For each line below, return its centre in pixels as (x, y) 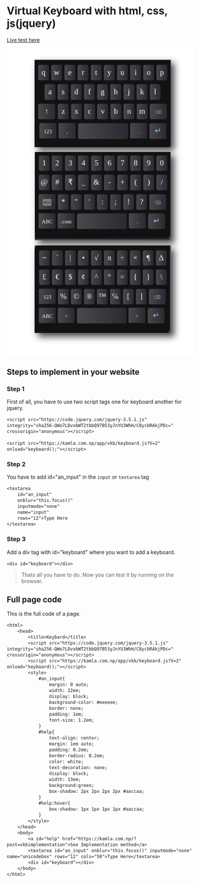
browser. (32, 581)
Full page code (34, 600)
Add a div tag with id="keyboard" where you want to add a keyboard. (91, 552)
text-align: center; (74, 738)
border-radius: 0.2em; (77, 756)
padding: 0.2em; (69, 750)
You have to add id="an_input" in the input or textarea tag (78, 477)
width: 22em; (65, 691)
